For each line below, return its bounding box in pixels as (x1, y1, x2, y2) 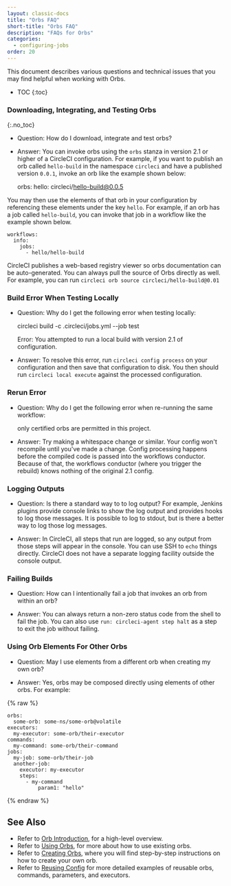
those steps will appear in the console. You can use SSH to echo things (16, 542, 218, 550)
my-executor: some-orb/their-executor (13, 730, 125, 737)
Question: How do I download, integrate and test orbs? (16, 134, 172, 142)
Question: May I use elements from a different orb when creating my (16, 658, 211, 666)
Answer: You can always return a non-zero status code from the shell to (16, 610, 221, 618)
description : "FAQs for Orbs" (7, 29, 94, 36)
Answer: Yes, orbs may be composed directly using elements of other (16, 678, 215, 687)
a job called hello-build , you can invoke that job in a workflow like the (7, 210, 206, 219)
